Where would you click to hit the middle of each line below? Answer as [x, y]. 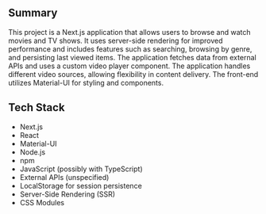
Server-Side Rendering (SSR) [67, 194]
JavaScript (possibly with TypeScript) [81, 169]
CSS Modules [42, 202]
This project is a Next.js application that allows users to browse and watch [130, 32]
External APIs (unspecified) [64, 177]
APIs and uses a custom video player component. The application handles [129, 66]
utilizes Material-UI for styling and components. [86, 82]
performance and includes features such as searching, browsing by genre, [130, 49]
